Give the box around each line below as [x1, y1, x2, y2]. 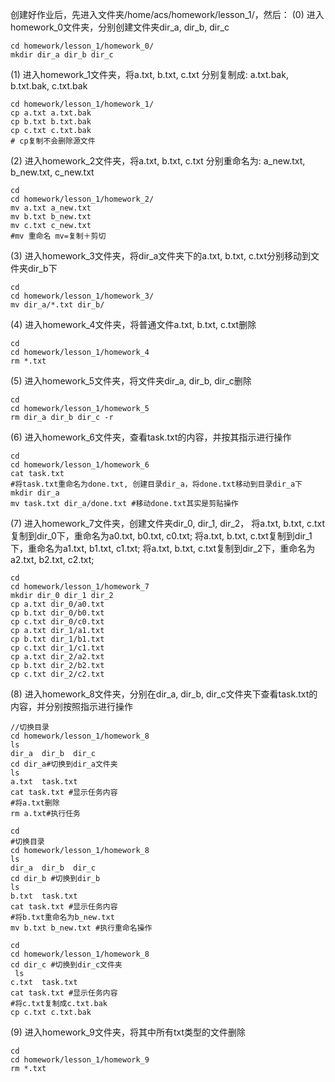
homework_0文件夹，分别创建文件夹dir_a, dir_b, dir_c [10, 21, 230, 33]
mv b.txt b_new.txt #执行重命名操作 [10, 923, 153, 933]
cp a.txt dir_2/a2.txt [10, 652, 105, 662]
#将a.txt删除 [10, 798, 60, 808]
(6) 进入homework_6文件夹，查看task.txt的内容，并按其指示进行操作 [10, 431, 292, 443]
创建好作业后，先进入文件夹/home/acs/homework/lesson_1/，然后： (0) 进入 [10, 9, 325, 20]
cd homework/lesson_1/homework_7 [10, 582, 150, 592]
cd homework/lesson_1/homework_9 [10, 1055, 150, 1065]
